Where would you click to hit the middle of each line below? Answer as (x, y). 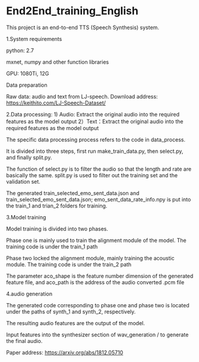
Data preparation (27, 85)
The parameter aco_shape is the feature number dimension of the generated (100, 276)
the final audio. (24, 341)
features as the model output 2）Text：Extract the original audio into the (95, 121)
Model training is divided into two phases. (57, 229)
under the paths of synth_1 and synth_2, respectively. (71, 311)
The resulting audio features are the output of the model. (76, 323)
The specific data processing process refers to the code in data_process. (96, 139)
